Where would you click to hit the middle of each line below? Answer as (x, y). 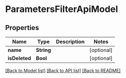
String (44, 50)
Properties (22, 28)
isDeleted (19, 58)
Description (70, 42)
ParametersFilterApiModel (62, 9)
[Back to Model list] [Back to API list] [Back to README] (63, 70)
